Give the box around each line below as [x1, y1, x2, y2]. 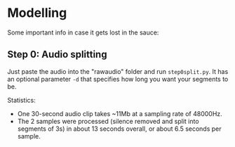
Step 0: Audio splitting [7, 49, 107, 60]
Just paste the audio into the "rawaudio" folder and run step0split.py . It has [7, 67, 229, 75]
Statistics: [7, 96, 36, 104]
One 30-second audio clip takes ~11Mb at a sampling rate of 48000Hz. [17, 109, 222, 117]
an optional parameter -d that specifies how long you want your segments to [7, 75, 229, 83]
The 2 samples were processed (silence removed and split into [17, 117, 199, 125]
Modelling [7, 5, 67, 21]
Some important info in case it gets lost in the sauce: [7, 28, 159, 37]
